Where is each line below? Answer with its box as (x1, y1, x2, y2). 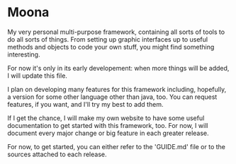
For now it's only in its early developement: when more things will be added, (7, 64, 230, 72)
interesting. (7, 50, 40, 59)
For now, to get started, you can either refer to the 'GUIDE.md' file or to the (7, 142, 225, 151)
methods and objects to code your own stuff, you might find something (7, 42, 215, 51)
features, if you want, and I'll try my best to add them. (7, 100, 164, 108)
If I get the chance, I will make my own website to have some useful (7, 114, 205, 122)
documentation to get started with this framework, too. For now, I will (7, 121, 208, 129)
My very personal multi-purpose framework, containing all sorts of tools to (7, 28, 225, 36)
